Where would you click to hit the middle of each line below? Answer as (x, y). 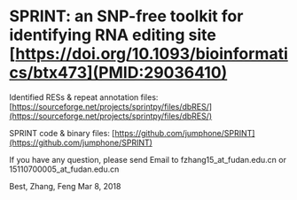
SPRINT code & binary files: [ (62, 133)
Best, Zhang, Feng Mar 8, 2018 (65, 186)
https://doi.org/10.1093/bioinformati (152, 54)
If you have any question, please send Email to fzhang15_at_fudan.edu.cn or (148, 159)
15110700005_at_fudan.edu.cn (64, 169)
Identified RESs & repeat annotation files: (84, 97)
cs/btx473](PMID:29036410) (118, 73)
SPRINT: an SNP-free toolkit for (126, 16)
